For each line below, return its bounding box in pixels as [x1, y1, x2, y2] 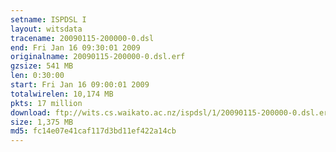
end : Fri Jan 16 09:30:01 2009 [10, 42, 141, 53]
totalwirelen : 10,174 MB [10, 89, 114, 99]
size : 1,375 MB [10, 117, 74, 127]
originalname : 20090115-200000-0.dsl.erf [10, 52, 186, 62]
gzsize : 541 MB [10, 61, 74, 71]
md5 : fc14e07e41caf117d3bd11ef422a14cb [10, 126, 177, 136]
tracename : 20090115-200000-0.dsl [10, 33, 155, 43]
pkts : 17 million [10, 98, 83, 108]
